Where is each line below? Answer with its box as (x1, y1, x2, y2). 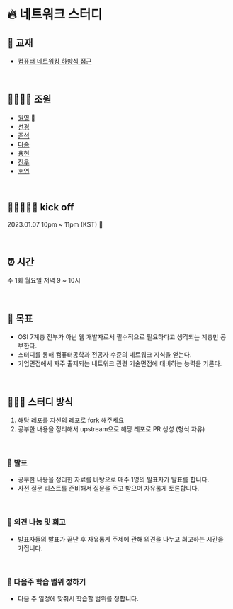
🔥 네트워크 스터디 (7, 6, 103, 23)
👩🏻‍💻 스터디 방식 (7, 396, 73, 408)
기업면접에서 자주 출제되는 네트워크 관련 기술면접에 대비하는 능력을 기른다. (17, 359, 222, 368)
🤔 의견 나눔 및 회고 (7, 518, 66, 528)
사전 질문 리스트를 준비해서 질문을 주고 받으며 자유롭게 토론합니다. (17, 484, 200, 493)
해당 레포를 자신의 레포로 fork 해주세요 (17, 416, 125, 425)
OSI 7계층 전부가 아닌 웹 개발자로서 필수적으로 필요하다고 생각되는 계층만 (17, 333, 220, 341)
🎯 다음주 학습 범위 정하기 (7, 576, 86, 586)
